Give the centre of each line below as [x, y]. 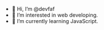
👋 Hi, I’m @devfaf [33, 9]
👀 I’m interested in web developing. [55, 15]
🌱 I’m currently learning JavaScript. [55, 21]
